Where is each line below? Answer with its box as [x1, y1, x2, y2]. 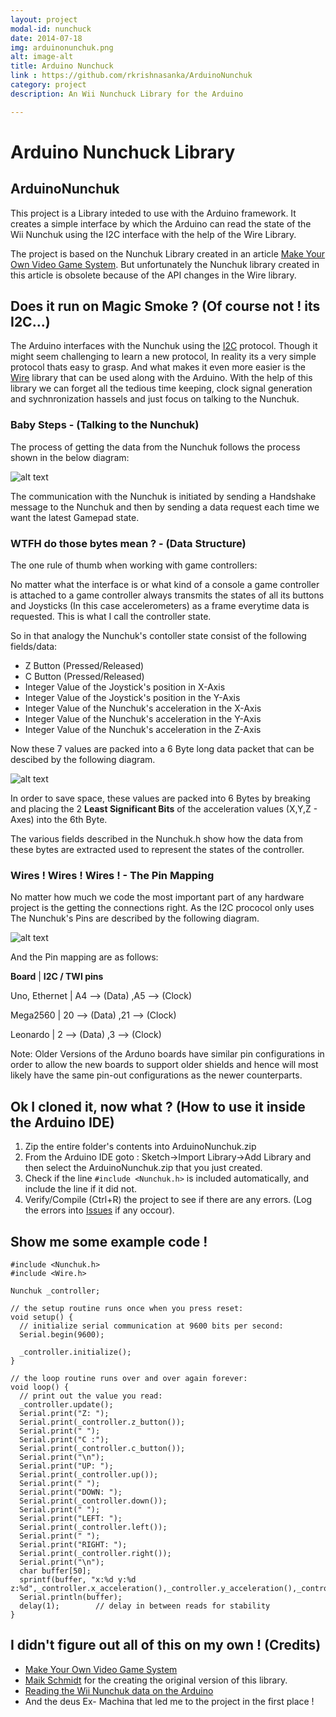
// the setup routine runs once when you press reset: [10, 1303, 244, 1313]
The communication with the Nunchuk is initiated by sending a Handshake [10, 490, 317, 502]
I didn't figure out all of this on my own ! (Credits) [10, 1637, 322, 1654]
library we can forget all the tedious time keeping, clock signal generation [10, 382, 313, 395]
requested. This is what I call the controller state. [10, 611, 212, 623]
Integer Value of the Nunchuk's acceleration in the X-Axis [24, 702, 262, 715]
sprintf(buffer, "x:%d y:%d [19, 1574, 137, 1585]
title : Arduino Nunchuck [10, 61, 114, 71]
